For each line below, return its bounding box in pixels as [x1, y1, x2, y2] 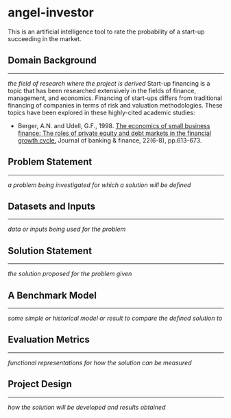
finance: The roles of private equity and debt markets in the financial [17, 129, 212, 137]
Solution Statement [8, 245, 92, 256]
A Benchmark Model [8, 289, 97, 301]
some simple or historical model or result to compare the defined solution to [8, 314, 223, 322]
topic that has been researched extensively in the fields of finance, [8, 86, 196, 95]
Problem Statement [8, 156, 93, 168]
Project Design [8, 378, 73, 390]
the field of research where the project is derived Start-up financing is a [8, 79, 210, 87]
